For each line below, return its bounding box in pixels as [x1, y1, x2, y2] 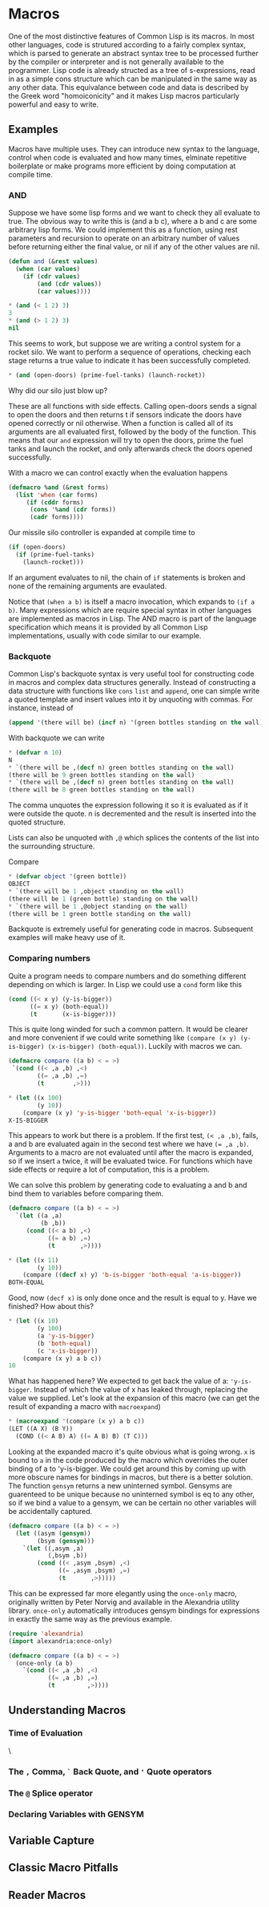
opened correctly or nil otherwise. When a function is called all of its [8, 418, 234, 427]
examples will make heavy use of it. [8, 933, 126, 942]
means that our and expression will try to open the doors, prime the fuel [8, 435, 243, 445]
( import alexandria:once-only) [8, 1637, 113, 1645]
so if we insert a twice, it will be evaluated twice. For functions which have [8, 1156, 253, 1166]
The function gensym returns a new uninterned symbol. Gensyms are [8, 1480, 233, 1490]
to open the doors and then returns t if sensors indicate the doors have [8, 410, 243, 419]
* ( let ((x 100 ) [8, 1094, 62, 1102]
